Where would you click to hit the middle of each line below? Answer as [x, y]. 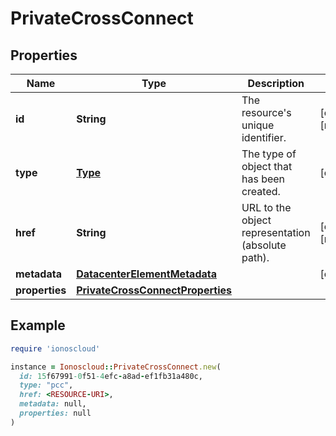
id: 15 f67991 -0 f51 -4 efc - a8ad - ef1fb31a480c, [111, 376]
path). [255, 257]
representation [276, 232]
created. [261, 191]
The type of [269, 154]
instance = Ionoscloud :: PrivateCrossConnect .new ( [116, 367]
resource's [266, 112]
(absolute [264, 245]
